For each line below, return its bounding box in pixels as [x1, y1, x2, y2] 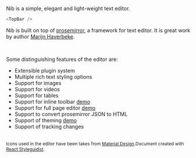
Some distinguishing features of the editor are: [6, 56, 118, 63]
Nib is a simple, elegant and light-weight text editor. [6, 5, 130, 12]
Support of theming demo [14, 116, 77, 123]
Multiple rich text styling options [14, 73, 92, 80]
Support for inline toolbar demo [14, 98, 91, 105]
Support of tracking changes [14, 123, 84, 130]
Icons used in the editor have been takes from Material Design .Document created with [6, 140, 184, 147]
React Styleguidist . [6, 146, 45, 152]
